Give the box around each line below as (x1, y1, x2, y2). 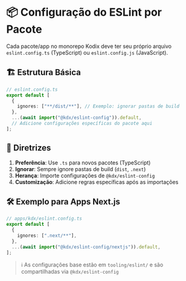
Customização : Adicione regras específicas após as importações (14, 178, 179, 186)
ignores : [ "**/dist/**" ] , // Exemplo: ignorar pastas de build (17, 103, 180, 110)
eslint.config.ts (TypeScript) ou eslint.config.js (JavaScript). (6, 49, 168, 56)
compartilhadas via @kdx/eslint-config (21, 268, 119, 275)
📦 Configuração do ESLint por (6, 5, 162, 19)
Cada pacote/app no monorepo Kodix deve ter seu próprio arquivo (6, 42, 172, 50)
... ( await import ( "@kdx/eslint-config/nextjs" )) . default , (11, 244, 161, 250)
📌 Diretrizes (6, 143, 51, 153)
